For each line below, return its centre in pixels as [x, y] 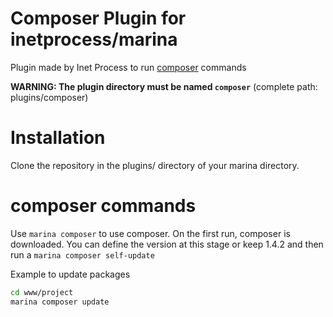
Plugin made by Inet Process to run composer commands [128, 67]
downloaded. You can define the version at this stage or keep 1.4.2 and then [167, 244]
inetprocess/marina [94, 39]
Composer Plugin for [98, 18]
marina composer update [60, 302]
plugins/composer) [49, 97]
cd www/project [42, 292]
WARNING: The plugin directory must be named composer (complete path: [164, 86]
